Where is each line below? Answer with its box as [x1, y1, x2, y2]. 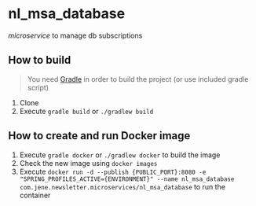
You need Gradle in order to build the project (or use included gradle [27, 74, 249, 83]
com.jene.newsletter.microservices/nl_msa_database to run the [19, 182, 226, 191]
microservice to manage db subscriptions [8, 31, 143, 40]
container [19, 190, 51, 200]
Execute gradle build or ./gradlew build [19, 106, 154, 116]
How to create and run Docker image [8, 129, 191, 142]
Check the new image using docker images [19, 158, 158, 167]
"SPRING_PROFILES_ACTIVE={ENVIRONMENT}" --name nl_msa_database [19, 175, 235, 183]
